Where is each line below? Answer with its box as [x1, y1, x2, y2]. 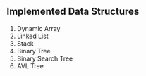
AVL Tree [16, 61, 44, 70]
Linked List [16, 32, 49, 40]
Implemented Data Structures [6, 6, 140, 18]
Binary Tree [16, 46, 51, 55]
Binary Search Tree [16, 54, 73, 63]
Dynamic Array [16, 24, 61, 32]
